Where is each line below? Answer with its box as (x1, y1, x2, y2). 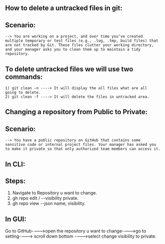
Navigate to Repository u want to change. (12, 190, 98, 196)
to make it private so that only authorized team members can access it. (5, 146, 161, 152)
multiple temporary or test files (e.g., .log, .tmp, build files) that (5, 38, 159, 44)
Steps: (5, 177, 26, 185)
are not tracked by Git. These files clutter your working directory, (5, 43, 154, 48)
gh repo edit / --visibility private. (12, 195, 79, 201)
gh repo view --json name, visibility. (12, 200, 86, 206)
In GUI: (5, 215, 26, 223)
